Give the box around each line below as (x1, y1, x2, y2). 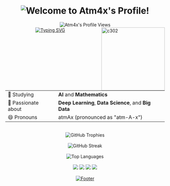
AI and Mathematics (58, 91, 108, 98)
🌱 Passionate (8, 99, 39, 106)
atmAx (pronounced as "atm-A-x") (58, 113, 143, 120)
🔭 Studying (8, 91, 34, 98)
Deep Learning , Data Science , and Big (58, 99, 151, 106)
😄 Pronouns (8, 113, 37, 120)
